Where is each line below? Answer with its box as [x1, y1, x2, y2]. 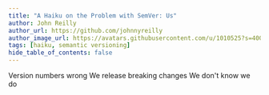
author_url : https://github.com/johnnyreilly [8, 26, 163, 34]
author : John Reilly [8, 19, 78, 27]
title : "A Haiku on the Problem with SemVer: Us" [8, 11, 178, 20]
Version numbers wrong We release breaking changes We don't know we [8, 71, 251, 80]
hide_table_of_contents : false [8, 49, 113, 57]
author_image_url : [8, 34, 70, 42]
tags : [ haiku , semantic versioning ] [8, 42, 130, 49]
